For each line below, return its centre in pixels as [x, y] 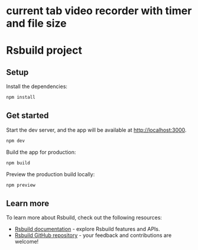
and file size [36, 23]
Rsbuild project [44, 51]
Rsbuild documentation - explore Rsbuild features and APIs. [87, 229]
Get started [27, 116]
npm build [18, 163]
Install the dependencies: [37, 86]
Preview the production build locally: [51, 174]
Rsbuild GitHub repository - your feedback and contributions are [93, 235]
